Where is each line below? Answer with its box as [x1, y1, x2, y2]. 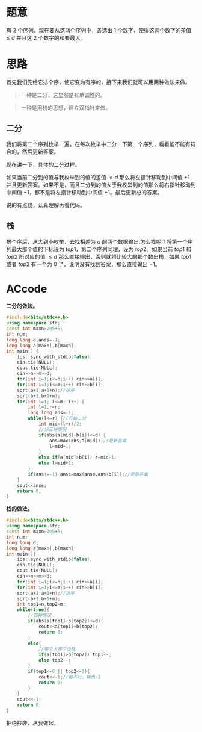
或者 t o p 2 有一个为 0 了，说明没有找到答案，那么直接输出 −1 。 [6, 260, 161, 268]
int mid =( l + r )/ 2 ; [38, 421, 82, 427]
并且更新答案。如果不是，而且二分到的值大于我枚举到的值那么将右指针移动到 [6, 181, 196, 188]
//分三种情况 [38, 426, 67, 432]
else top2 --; [38, 657, 71, 663]
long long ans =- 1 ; [28, 410, 74, 416]
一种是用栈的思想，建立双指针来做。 [20, 104, 111, 111]
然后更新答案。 [22, 148, 59, 155]
